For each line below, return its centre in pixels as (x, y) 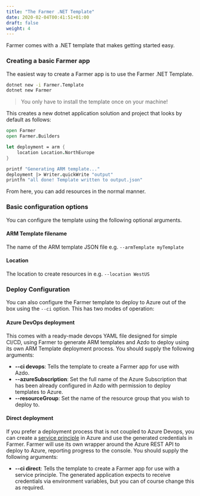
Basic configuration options (47, 207)
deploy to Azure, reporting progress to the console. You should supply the (97, 450)
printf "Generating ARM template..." (53, 169)
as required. (30, 487)
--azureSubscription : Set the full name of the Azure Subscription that (101, 379)
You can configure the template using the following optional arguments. (94, 220)
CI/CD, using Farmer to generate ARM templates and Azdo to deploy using (98, 342)
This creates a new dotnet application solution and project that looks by (94, 114)
